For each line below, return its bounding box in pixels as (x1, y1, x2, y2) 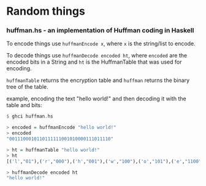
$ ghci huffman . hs (6, 113, 53, 120)
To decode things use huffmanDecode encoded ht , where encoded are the (6, 52, 188, 59)
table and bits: (6, 102, 43, 109)
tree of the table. (6, 83, 49, 91)
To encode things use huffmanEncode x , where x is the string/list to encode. (6, 40, 196, 47)
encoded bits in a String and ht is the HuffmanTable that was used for (6, 58, 182, 65)
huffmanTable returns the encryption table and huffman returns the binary (6, 76, 190, 84)
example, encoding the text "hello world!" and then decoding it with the (6, 95, 186, 102)
